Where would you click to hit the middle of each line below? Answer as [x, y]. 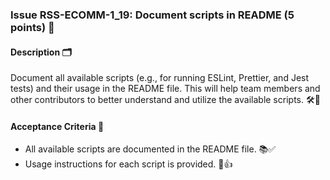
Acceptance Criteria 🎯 [57, 126]
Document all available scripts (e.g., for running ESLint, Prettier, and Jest [160, 78]
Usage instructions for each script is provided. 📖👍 [128, 164]
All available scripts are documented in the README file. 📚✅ [150, 149]
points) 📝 [32, 27]
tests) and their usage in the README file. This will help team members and [165, 89]
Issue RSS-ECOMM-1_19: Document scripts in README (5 [152, 15]
